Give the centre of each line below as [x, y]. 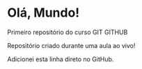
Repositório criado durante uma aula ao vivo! [71, 45]
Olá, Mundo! [44, 13]
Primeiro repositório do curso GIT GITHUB [68, 32]
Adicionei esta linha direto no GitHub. [61, 59]
